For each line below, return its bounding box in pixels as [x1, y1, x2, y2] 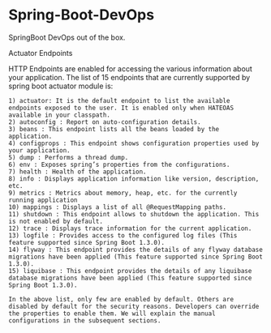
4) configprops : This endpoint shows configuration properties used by [8, 139, 260, 147]
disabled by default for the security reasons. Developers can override [8, 302, 260, 310]
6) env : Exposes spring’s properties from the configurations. [8, 160, 230, 169]
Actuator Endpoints [8, 48, 73, 58]
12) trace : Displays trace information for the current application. [8, 224, 252, 233]
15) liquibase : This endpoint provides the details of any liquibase [8, 267, 252, 275]
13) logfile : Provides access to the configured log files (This [8, 231, 238, 240]
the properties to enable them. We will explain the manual [8, 310, 217, 318]
